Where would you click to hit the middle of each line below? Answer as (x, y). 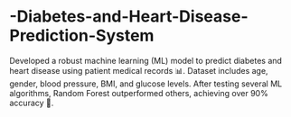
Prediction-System (82, 36)
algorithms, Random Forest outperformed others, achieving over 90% (139, 93)
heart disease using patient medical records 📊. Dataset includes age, (139, 70)
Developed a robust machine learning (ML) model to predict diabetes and (146, 60)
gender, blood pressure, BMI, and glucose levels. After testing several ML (146, 84)
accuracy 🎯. (32, 103)
